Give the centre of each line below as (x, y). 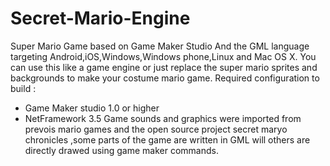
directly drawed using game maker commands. (121, 150)
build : (23, 88)
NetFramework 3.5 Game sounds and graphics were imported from (163, 118)
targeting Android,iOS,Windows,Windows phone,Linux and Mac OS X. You (163, 56)
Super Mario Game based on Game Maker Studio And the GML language (160, 46)
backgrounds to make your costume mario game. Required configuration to (165, 78)
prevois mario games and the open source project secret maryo (156, 129)
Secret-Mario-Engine (100, 18)
